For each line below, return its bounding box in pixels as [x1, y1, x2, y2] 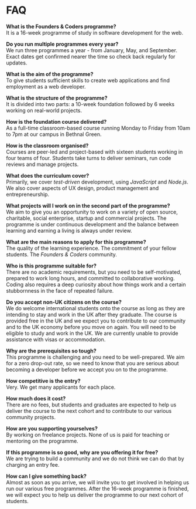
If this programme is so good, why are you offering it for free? [6, 449, 159, 456]
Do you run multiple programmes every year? [6, 40, 119, 47]
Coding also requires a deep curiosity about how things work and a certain [6, 281, 186, 288]
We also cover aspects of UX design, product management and [6, 184, 159, 191]
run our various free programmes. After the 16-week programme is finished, [6, 485, 189, 492]
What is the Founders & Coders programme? [6, 23, 116, 30]
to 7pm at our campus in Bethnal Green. [6, 130, 102, 138]
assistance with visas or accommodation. [6, 335, 106, 343]
